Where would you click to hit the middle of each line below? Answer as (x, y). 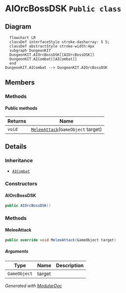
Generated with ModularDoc (34, 286)
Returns (17, 121)
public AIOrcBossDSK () (28, 206)
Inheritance (19, 160)
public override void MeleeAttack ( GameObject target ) (61, 240)
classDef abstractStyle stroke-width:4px (52, 46)
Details (16, 146)
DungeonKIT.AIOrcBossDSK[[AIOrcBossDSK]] (52, 55)
